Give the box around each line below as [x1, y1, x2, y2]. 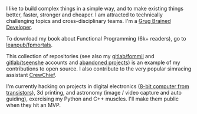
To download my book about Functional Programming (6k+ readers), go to [6, 35, 186, 42]
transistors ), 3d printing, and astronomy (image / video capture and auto [6, 89, 182, 96]
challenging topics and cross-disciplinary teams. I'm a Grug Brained [6, 18, 171, 24]
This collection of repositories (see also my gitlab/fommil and [6, 53, 155, 59]
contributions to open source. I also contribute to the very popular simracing [6, 65, 192, 72]
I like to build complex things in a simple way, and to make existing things [6, 5, 184, 12]
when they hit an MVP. [6, 102, 61, 108]
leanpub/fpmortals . [6, 41, 53, 48]
